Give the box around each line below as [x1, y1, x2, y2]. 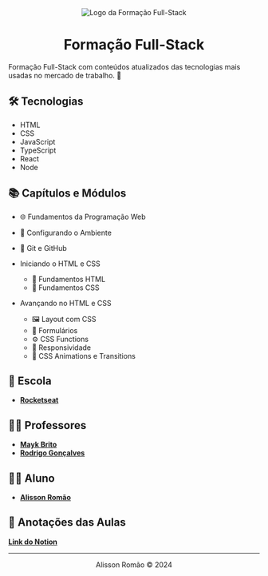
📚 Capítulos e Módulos [8, 187, 127, 201]
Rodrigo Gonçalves [19, 448, 85, 458]
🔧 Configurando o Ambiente [19, 228, 112, 237]
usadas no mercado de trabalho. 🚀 [8, 70, 122, 80]
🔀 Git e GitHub [19, 243, 68, 252]
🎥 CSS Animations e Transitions [31, 351, 136, 360]
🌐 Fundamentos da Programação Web [19, 212, 146, 221]
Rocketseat [19, 395, 59, 405]
